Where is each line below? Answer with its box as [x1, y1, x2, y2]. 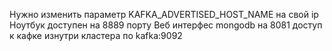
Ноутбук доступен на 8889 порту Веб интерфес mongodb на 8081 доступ [9, 19, 323, 31]
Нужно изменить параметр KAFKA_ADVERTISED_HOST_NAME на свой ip [9, 9, 319, 20]
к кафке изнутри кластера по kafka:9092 [9, 30, 183, 41]
